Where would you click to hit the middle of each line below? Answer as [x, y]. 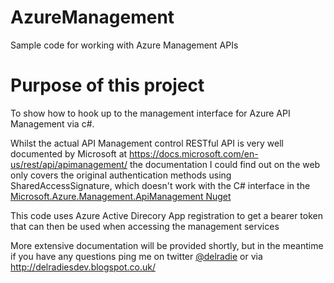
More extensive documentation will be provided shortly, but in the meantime [167, 245]
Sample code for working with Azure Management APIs [124, 45]
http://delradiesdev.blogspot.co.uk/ [83, 267]
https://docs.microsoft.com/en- [194, 153]
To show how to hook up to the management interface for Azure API [150, 113]
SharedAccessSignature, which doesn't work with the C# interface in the [160, 185]
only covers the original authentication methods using [121, 175]
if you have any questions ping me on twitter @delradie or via [136, 256]
